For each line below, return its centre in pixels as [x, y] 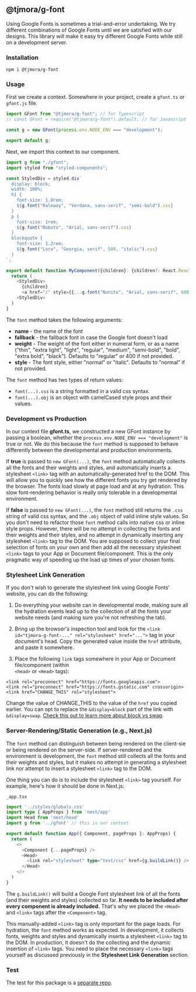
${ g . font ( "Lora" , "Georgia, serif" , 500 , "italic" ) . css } [87, 249]
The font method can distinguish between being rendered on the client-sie [96, 743]
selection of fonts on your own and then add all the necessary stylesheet [94, 547]
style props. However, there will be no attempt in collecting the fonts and [93, 528]
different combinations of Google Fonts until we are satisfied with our [89, 30]
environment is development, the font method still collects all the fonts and [96, 756]
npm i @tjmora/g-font [32, 70]
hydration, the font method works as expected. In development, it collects [95, 930]
